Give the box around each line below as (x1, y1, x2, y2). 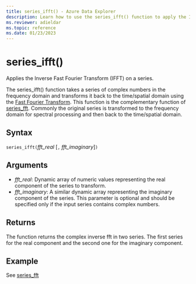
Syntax (6, 128, 33, 138)
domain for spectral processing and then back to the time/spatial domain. (6, 111, 183, 118)
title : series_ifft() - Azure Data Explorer (6, 8, 116, 15)
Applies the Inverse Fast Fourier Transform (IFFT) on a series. (6, 75, 154, 82)
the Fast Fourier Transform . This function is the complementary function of (6, 99, 186, 106)
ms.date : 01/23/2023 (6, 30, 57, 36)
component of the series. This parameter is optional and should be (14, 194, 175, 202)
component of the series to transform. (14, 182, 107, 189)
